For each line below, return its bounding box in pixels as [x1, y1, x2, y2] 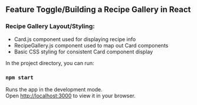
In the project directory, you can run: [5, 59, 94, 66]
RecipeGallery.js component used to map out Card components [14, 42, 169, 49]
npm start [5, 74, 34, 81]
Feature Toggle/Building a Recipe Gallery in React [5, 5, 191, 15]
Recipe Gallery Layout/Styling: [5, 22, 95, 31]
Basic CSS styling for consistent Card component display [14, 48, 153, 55]
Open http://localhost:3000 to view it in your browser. [5, 92, 136, 99]
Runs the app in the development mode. [5, 86, 103, 93]
